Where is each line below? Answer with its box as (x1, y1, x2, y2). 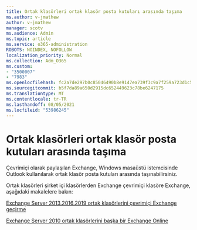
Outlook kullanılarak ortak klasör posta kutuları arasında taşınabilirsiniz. (6, 171, 178, 178)
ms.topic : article (6, 36, 51, 42)
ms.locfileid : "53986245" (6, 107, 69, 113)
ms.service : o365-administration (6, 42, 88, 48)
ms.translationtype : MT (6, 91, 64, 96)
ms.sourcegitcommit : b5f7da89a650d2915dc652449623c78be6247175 (6, 85, 164, 91)
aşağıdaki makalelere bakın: (6, 188, 73, 195)
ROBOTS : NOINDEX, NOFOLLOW (6, 47, 72, 53)
